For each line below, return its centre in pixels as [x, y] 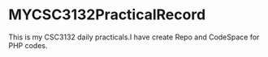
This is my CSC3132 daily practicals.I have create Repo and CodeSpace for [134, 37]
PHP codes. [28, 45]
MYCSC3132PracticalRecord [107, 15]
